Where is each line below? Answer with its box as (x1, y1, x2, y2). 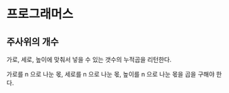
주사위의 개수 (6, 36, 59, 48)
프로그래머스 (6, 6, 74, 22)
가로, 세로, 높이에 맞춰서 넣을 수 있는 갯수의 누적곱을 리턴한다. (6, 56, 172, 63)
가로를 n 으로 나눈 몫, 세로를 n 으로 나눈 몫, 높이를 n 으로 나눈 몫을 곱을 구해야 (6, 70, 215, 78)
